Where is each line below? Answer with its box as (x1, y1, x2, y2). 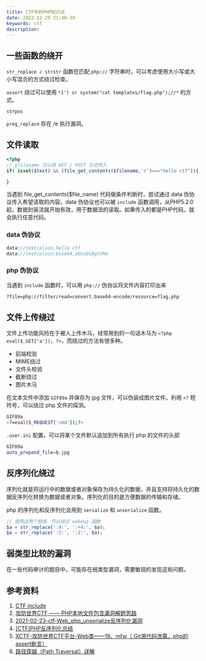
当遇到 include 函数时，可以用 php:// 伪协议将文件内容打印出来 (6, 281, 167, 288)
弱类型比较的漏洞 (6, 548, 71, 559)
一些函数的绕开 (6, 50, 63, 61)
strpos (6, 109, 23, 115)
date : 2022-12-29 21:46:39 (6, 15, 75, 21)
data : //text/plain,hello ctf (6, 245, 81, 251)
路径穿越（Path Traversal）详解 (15, 647, 95, 655)
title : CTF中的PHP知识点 (6, 9, 66, 15)
